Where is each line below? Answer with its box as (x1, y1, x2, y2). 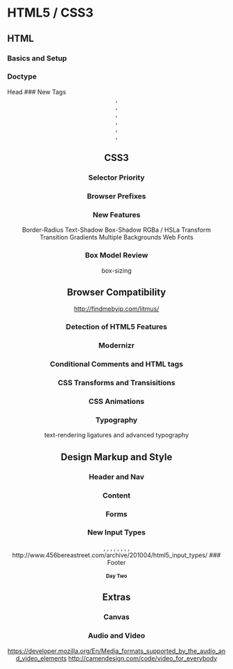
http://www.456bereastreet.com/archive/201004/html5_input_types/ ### (12, 550, 221, 559)
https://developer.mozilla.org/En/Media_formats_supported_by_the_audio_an (7, 647, 226, 655)
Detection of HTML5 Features (65, 322, 168, 332)
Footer (107, 558, 126, 566)
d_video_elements (15, 654, 67, 662)
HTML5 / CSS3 (7, 5, 94, 21)
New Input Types (87, 527, 146, 537)
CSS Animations (88, 397, 145, 407)
